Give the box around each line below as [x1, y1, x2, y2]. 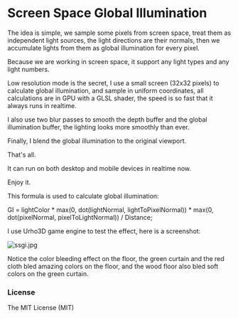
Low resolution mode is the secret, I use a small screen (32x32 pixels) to [7, 78, 220, 87]
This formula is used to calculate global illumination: [7, 191, 159, 200]
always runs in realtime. [7, 101, 77, 110]
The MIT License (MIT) [7, 304, 75, 312]
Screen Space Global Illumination [7, 5, 207, 21]
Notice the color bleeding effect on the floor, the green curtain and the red [7, 254, 225, 263]
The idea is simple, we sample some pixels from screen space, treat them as [7, 28, 232, 37]
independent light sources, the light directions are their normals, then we [7, 36, 220, 44]
